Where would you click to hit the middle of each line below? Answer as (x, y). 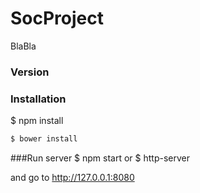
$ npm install (37, 121)
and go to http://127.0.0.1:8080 (72, 178)
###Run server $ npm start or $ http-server (100, 158)
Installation (38, 99)
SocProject (57, 18)
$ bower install (44, 139)
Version (30, 72)
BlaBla (23, 46)
